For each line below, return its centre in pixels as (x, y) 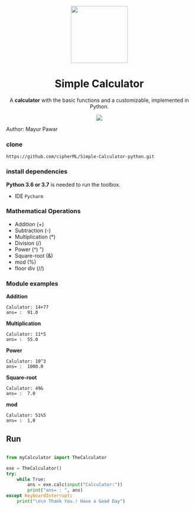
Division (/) (28, 243)
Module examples (32, 283)
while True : (31, 479)
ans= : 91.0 (22, 313)
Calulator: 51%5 (26, 416)
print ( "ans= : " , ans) (55, 490)
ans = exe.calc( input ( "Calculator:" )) (75, 485)
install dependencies (37, 172)
